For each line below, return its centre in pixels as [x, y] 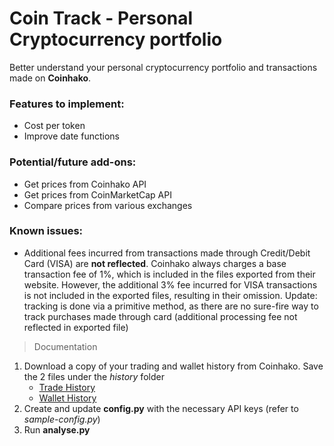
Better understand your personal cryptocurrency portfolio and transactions [163, 67]
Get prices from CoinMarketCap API [97, 194]
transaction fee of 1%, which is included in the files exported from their [169, 274]
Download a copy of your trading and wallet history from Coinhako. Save [173, 366]
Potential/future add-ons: [73, 162]
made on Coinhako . [50, 78]
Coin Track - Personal [101, 18]
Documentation [65, 346]
